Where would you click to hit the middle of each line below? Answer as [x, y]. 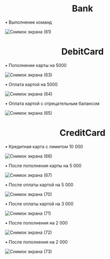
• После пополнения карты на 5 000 [43, 165]
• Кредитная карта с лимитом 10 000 [44, 146]
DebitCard [82, 52]
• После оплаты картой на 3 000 [39, 204]
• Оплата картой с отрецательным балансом [52, 103]
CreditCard [82, 133]
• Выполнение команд [29, 22]
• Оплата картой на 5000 [31, 84]
